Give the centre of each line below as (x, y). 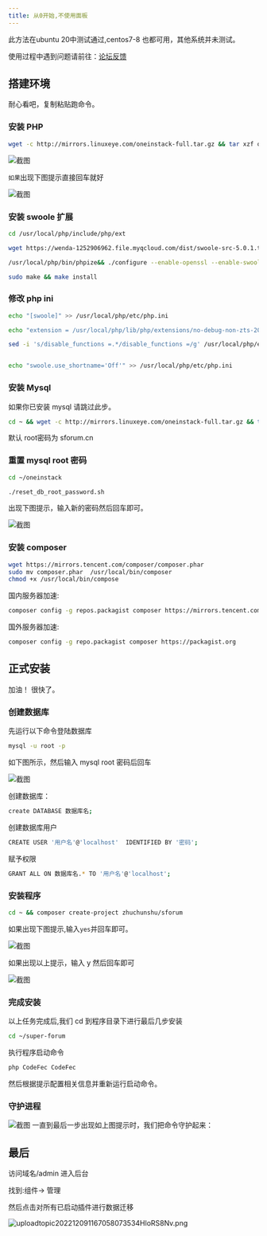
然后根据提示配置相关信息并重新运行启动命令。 (85, 1083)
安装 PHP (26, 127)
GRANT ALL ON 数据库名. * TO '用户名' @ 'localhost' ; (89, 874)
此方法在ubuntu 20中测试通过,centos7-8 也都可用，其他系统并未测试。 (124, 39)
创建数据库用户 (33, 827)
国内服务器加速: (34, 596)
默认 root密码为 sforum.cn (51, 438)
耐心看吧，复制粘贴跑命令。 (54, 104)
